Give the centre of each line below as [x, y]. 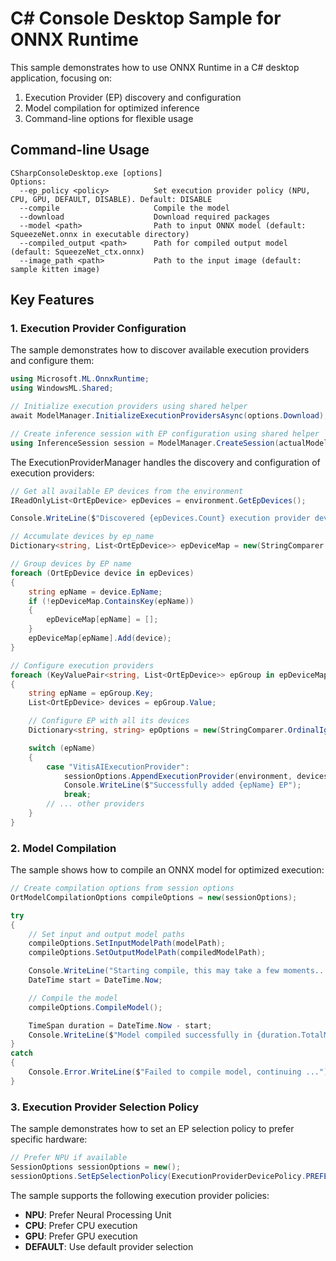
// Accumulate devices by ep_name [82, 537]
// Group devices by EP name [71, 564]
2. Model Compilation [63, 848]
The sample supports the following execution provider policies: [140, 1195]
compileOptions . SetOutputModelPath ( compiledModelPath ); [147, 953]
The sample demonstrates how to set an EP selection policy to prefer [152, 1129]
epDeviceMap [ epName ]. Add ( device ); [100, 638]
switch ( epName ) [62, 748]
